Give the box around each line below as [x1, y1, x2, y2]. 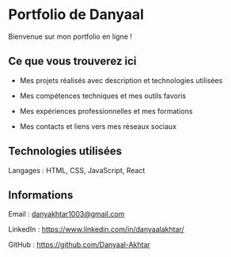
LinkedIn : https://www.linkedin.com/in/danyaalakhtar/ [8, 225, 184, 234]
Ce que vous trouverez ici [8, 55, 137, 68]
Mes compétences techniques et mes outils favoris [19, 91, 187, 100]
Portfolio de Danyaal [8, 6, 145, 24]
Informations [8, 188, 74, 202]
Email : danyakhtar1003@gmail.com [8, 210, 125, 219]
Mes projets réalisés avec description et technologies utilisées [19, 75, 223, 85]
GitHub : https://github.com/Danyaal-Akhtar [8, 240, 150, 250]
